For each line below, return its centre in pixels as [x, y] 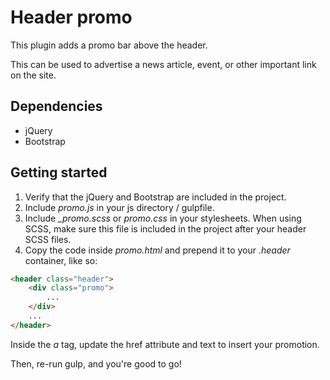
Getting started [59, 172]
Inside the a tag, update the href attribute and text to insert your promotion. [165, 344]
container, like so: [61, 260]
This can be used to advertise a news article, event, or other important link [163, 64]
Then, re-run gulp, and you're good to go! [96, 363]
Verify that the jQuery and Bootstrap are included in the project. [155, 197]
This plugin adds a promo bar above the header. [109, 45]
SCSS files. [48, 239]
